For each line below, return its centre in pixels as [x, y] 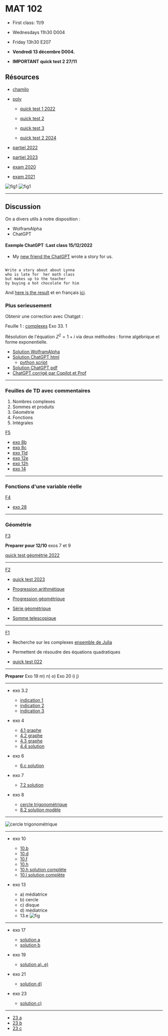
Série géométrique [31, 608]
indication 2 [32, 705]
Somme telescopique [34, 618]
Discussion [23, 207]
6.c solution [32, 765]
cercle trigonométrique [43, 804]
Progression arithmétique [38, 589]
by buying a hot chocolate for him [42, 283]
